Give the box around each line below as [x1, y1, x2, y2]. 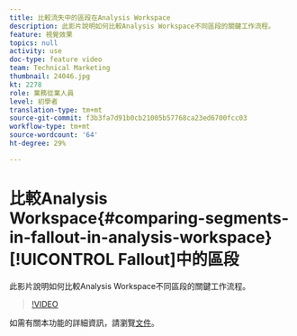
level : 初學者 [9, 96, 58, 106]
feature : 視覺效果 [9, 30, 74, 39]
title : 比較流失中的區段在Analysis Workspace [9, 13, 171, 23]
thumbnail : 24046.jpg [9, 72, 91, 81]
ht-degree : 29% [9, 139, 67, 148]
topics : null [9, 38, 58, 48]
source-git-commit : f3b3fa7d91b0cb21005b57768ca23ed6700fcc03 [9, 114, 247, 123]
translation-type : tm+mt [9, 105, 103, 114]
